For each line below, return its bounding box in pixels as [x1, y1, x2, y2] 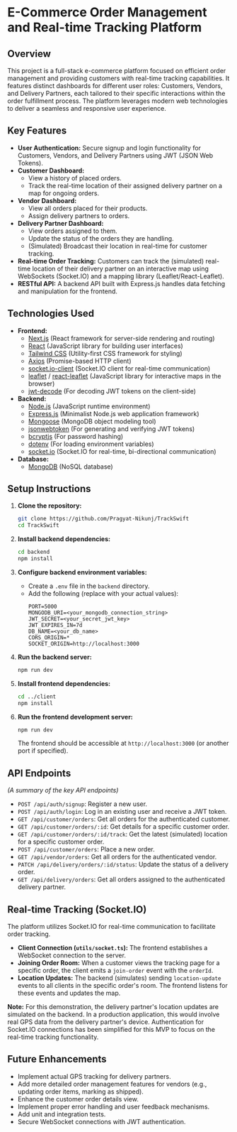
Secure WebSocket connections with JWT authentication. [17, 1117, 186, 1126]
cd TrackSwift [17, 522, 59, 529]
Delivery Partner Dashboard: [17, 219, 104, 227]
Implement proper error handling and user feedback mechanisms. [17, 1102, 210, 1111]
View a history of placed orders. [28, 173, 122, 182]
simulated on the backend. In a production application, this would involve [7, 1010, 220, 1019]
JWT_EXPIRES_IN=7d [28, 621, 83, 628]
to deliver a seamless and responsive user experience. [7, 104, 166, 112]
